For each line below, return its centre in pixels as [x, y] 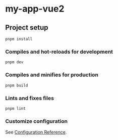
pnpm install [19, 39]
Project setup [27, 28]
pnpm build [17, 85]
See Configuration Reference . [36, 132]
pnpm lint [16, 108]
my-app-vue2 [35, 9]
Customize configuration [37, 121]
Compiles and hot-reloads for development [59, 52]
